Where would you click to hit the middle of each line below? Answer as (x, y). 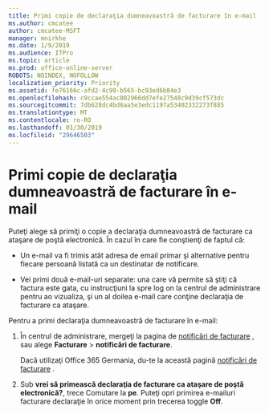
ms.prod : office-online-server (61, 68)
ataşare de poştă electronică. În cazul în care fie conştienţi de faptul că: (126, 239)
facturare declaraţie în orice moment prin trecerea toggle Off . (121, 401)
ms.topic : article (39, 61)
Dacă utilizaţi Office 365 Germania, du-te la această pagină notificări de (139, 360)
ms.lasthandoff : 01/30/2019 (55, 128)
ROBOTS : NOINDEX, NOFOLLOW (53, 75)
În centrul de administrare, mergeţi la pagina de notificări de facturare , (137, 336)
